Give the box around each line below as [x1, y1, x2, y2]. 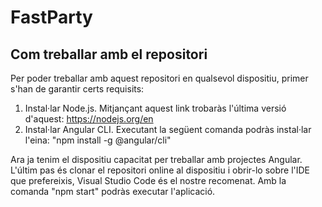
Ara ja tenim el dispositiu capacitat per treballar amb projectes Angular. [10, 154, 303, 165]
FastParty [10, 6, 93, 29]
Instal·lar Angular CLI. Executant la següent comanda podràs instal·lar [24, 124, 312, 135]
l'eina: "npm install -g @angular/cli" [24, 134, 172, 146]
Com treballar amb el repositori [10, 46, 208, 63]
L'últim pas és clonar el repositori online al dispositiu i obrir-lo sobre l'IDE [10, 164, 311, 176]
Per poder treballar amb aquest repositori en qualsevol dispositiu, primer [10, 72, 309, 84]
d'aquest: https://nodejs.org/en [24, 113, 154, 125]
